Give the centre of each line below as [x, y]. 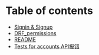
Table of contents [49, 11]
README [25, 39]
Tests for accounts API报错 [47, 46]
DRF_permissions [35, 33]
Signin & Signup [33, 27]
